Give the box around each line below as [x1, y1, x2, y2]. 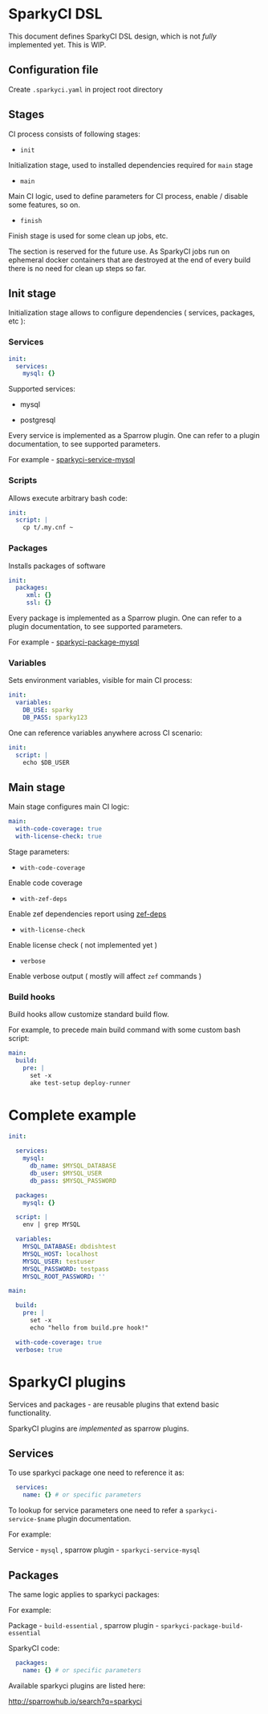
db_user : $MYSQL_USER [29, 1169, 103, 1177]
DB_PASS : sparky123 [22, 713, 88, 721]
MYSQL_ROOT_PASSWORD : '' [22, 1273, 106, 1281]
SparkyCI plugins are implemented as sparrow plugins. [8, 1424, 189, 1433]
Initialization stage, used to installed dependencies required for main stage [8, 160, 254, 169]
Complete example [8, 1106, 136, 1124]
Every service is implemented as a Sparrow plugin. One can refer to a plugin [8, 431, 260, 441]
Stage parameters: [8, 847, 70, 856]
